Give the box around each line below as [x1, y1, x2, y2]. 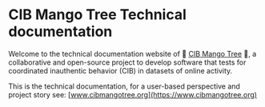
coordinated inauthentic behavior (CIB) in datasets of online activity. [8, 65, 233, 75]
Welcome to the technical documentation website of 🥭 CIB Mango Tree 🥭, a [8, 49, 257, 58]
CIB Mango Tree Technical [8, 6, 187, 24]
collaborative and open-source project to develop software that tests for [8, 57, 247, 67]
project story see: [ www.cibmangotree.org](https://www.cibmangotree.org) [8, 89, 258, 99]
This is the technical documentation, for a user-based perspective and [8, 81, 240, 91]
